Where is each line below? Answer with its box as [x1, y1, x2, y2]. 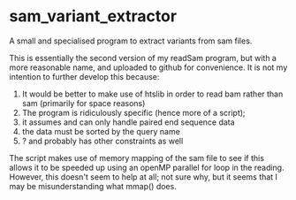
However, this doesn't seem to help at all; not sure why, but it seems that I [9, 171, 278, 182]
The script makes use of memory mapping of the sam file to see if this [9, 152, 265, 163]
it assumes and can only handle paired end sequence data [21, 117, 236, 127]
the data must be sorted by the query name [21, 126, 181, 136]
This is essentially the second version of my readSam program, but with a [9, 52, 277, 63]
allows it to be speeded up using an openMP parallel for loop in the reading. [9, 162, 285, 173]
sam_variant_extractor [9, 6, 178, 27]
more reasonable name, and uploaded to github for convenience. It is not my [9, 62, 288, 73]
